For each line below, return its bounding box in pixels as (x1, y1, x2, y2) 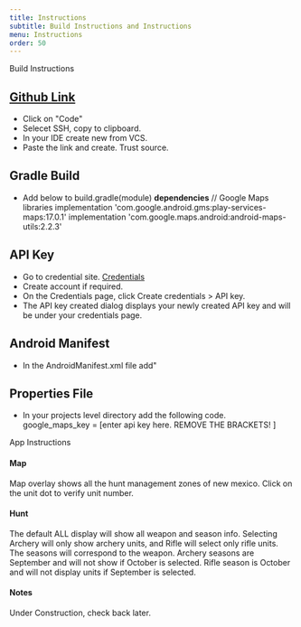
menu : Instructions (9, 30, 83, 39)
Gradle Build (9, 168, 80, 183)
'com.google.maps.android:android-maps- (127, 211, 287, 222)
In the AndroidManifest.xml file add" (22, 360, 157, 370)
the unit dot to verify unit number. (9, 487, 134, 498)
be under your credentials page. (22, 309, 143, 321)
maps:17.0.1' (22, 211, 67, 222)
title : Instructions (9, 13, 88, 23)
